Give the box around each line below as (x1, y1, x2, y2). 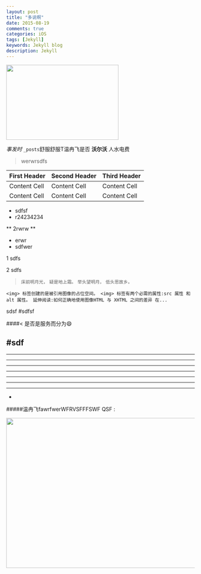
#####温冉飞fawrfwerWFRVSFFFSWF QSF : (6, 405, 115, 412)
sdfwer (14, 243, 33, 250)
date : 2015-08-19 (6, 20, 50, 26)
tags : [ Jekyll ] (6, 37, 44, 43)
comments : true (6, 25, 44, 32)
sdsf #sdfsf (6, 307, 35, 315)
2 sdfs (6, 266, 22, 273)
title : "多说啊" (6, 14, 44, 20)
